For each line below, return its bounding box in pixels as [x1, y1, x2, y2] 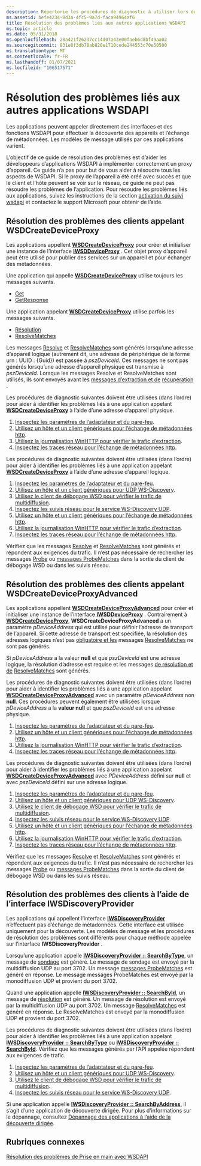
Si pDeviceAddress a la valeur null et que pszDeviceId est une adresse [6, 654, 181, 661]
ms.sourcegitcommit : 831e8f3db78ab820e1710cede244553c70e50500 [6, 43, 167, 49]
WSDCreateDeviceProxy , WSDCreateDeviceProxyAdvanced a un [6, 617, 172, 624]
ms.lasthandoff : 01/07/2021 [6, 59, 77, 65]
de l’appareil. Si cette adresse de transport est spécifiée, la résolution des [6, 630, 187, 637]
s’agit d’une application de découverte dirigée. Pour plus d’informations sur [6, 1107, 191, 1114]
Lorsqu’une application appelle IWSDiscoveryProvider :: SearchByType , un [6, 952, 194, 959]
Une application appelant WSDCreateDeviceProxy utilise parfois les [6, 308, 175, 315]
